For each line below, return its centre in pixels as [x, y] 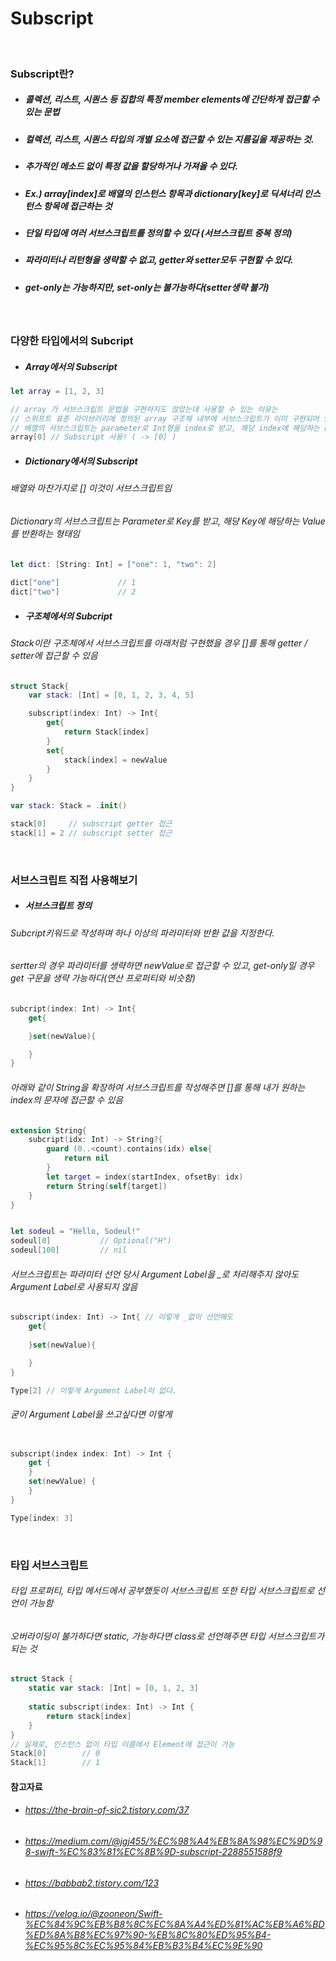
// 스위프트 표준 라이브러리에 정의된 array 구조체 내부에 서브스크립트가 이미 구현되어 [165, 418]
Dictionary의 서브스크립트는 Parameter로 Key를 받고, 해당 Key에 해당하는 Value [168, 521]
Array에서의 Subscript [71, 366]
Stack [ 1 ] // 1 [55, 1763]
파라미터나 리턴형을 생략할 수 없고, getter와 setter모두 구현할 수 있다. [159, 260]
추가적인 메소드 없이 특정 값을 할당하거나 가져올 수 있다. [131, 166]
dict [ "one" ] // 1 [73, 583]
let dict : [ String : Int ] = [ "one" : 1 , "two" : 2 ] [113, 564]
